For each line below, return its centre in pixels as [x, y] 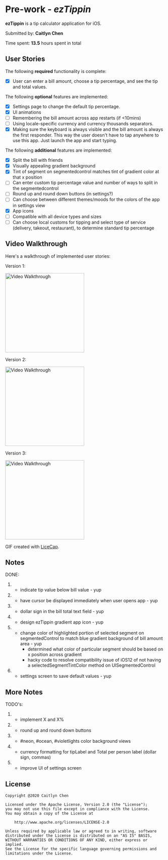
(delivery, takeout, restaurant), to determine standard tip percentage [83, 228]
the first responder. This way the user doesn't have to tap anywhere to [86, 135]
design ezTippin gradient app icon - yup [62, 622]
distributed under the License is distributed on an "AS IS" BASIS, [79, 836]
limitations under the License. [39, 853]
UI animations [27, 112]
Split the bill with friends [38, 160]
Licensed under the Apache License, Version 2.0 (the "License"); [76, 804]
